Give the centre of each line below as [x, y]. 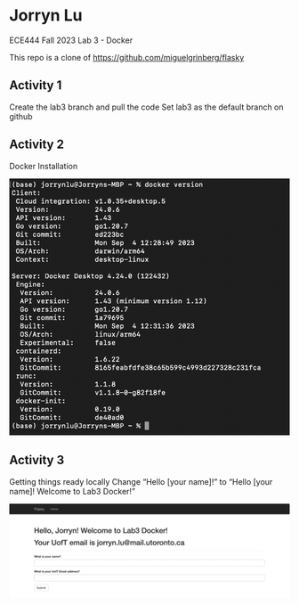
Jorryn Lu [46, 16]
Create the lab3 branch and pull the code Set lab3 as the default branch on [146, 107]
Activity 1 [36, 86]
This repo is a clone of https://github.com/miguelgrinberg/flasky [127, 57]
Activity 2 [37, 145]
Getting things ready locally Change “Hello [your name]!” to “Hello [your [141, 481]
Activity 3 [37, 460]
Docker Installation [44, 166]
